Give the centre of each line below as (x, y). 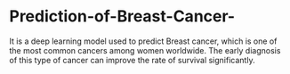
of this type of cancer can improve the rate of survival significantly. (132, 60)
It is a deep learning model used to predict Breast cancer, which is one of (143, 41)
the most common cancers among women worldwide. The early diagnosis (145, 50)
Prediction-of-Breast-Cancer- (122, 16)
